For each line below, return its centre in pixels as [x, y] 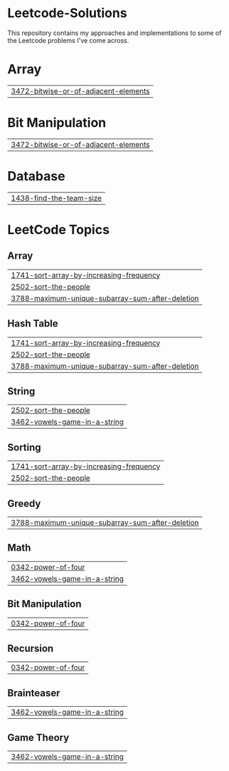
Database [36, 176]
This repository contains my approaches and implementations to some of [114, 33]
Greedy [24, 503]
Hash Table [33, 323]
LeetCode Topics [59, 229]
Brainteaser [34, 693]
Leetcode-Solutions [67, 13]
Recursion [31, 649]
